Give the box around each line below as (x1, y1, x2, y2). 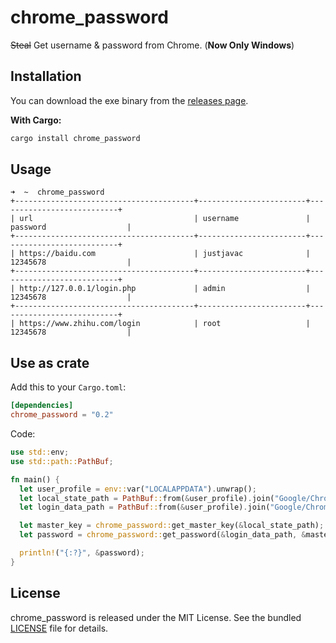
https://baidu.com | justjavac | (19, 249, 311, 259)
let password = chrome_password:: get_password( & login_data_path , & (19, 530, 307, 540)
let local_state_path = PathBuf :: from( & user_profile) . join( (19, 493, 275, 503)
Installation (10, 68, 82, 85)
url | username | (19, 214, 311, 224)
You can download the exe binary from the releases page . (10, 94, 249, 106)
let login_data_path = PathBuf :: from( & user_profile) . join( (19, 502, 271, 513)
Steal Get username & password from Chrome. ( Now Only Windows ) (10, 39, 295, 51)
